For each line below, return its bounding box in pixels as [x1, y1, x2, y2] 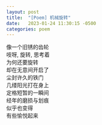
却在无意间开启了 [6, 66, 49, 74]
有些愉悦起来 [6, 112, 38, 120]
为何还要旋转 [6, 59, 38, 66]
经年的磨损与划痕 [6, 97, 49, 104]
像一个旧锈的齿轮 [6, 43, 49, 51]
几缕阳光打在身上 [6, 82, 49, 89]
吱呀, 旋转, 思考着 [6, 51, 50, 59]
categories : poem [6, 26, 50, 32]
